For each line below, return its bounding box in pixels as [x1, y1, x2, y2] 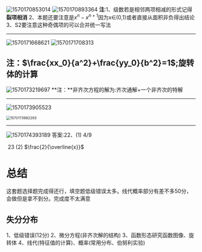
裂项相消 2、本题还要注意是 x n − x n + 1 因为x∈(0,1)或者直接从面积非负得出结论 [6, 13, 195, 20]
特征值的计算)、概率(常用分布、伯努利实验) [39, 239, 145, 247]
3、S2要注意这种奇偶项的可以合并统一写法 [6, 21, 111, 28]
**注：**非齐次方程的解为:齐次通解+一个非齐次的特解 [51, 86, 183, 93]
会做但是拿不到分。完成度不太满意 [6, 195, 91, 203]
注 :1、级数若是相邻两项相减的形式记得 [99, 6, 192, 13]
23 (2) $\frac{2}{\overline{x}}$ [7, 143, 84, 151]
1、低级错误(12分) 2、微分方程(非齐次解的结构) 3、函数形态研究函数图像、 [6, 232, 189, 239]
